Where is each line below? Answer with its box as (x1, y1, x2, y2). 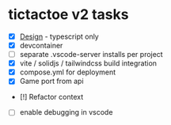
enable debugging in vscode (19, 108, 113, 117)
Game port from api (19, 77, 85, 86)
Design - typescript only (19, 32, 99, 41)
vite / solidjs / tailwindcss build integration (19, 59, 157, 68)
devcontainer (19, 41, 63, 50)
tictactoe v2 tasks (8, 6, 129, 24)
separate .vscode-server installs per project (19, 50, 164, 59)
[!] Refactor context (19, 93, 84, 102)
